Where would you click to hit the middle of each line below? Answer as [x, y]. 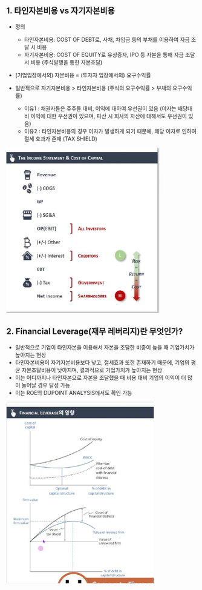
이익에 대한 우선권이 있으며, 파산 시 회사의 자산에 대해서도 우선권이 [109, 116]
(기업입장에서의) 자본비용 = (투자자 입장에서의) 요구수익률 [83, 75]
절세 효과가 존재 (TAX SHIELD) [61, 139]
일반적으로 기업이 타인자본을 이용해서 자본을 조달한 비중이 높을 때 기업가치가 [105, 347]
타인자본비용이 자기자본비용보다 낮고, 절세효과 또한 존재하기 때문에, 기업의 [102, 362]
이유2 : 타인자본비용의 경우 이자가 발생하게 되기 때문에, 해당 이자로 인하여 [110, 131]
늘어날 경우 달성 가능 [46, 385]
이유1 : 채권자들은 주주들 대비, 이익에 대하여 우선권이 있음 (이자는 [100, 108]
